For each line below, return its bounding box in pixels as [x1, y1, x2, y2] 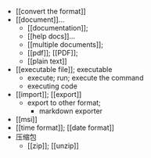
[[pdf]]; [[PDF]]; [27, 48, 78, 57]
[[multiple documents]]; [27, 40, 104, 49]
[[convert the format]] [15, 7, 86, 16]
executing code [27, 81, 78, 91]
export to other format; [27, 98, 102, 107]
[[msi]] [15, 115, 38, 124]
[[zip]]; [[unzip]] [27, 141, 80, 150]
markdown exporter [38, 106, 103, 116]
